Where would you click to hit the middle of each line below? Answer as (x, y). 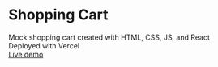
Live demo (26, 54)
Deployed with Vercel (44, 45)
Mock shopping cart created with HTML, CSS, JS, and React (109, 37)
